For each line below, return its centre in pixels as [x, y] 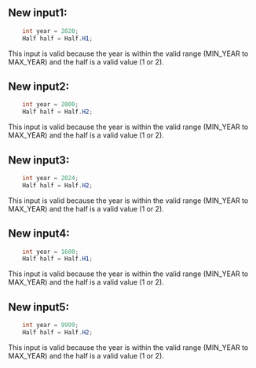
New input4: [39, 234]
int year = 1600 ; [51, 252]
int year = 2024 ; [51, 178]
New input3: [39, 160]
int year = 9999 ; [51, 326]
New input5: [38, 307]
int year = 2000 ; [51, 105]
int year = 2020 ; [51, 31]
